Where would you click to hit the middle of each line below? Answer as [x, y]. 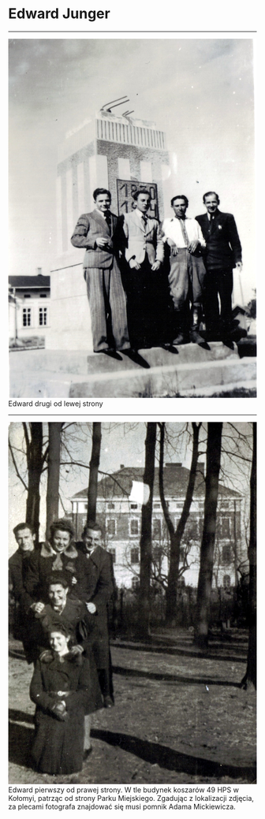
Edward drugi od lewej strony [56, 404]
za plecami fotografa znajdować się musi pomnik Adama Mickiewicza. [122, 807]
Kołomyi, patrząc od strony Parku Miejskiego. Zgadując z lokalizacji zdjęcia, [131, 799]
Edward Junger [59, 14]
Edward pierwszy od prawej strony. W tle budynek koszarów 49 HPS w [123, 790]
